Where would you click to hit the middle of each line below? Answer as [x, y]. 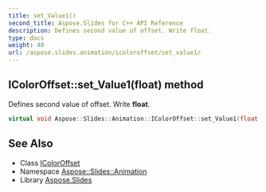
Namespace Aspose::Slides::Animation [83, 171]
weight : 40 [26, 45]
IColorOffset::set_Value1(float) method [106, 85]
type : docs [26, 38]
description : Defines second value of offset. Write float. [110, 30]
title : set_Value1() [43, 16]
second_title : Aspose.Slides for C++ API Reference [96, 23]
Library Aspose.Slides [56, 179]
